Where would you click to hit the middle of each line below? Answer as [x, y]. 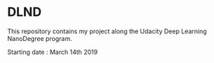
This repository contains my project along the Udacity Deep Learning [107, 31]
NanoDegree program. [40, 38]
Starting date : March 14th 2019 [53, 52]
